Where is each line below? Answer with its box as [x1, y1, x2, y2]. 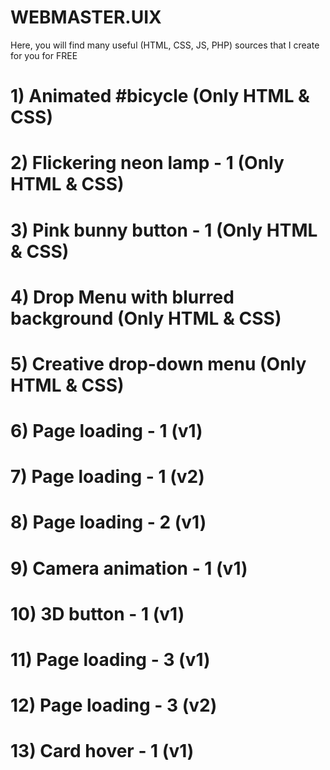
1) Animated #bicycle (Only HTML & [10, 85, 310, 108]
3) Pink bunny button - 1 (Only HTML [10, 219, 318, 241]
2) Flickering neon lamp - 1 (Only [10, 152, 285, 175]
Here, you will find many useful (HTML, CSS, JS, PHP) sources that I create [10, 39, 320, 51]
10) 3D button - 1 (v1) [10, 602, 185, 625]
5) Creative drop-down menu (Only [10, 352, 307, 375]
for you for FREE [10, 49, 78, 61]
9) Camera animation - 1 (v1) [10, 557, 248, 580]
